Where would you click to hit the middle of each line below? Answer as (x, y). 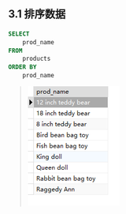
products (37, 59)
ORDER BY (22, 67)
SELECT (19, 34)
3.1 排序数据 (37, 14)
